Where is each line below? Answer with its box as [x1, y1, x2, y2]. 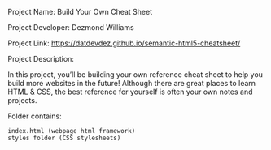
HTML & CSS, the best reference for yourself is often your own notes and [7, 87, 253, 96]
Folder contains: [7, 111, 62, 121]
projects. [7, 96, 37, 105]
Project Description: [7, 54, 75, 63]
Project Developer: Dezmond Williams [7, 23, 135, 32]
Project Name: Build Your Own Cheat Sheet [7, 7, 153, 16]
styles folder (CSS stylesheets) [7, 134, 121, 142]
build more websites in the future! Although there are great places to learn [7, 79, 256, 88]
